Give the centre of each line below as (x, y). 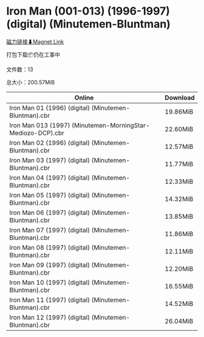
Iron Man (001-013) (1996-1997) (88, 11)
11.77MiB (179, 164)
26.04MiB (179, 321)
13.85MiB (179, 216)
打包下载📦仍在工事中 (33, 54)
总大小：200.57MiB (31, 82)
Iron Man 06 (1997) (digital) (49, 213)
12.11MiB (179, 251)
